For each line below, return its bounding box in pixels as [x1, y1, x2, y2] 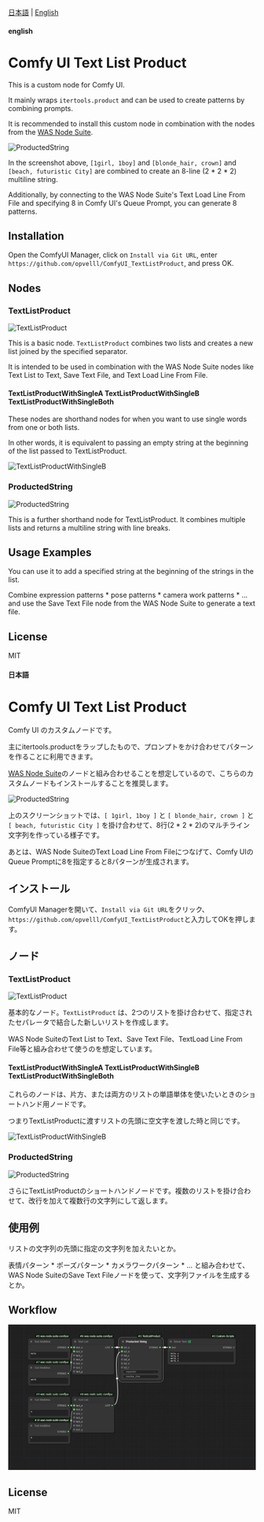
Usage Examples [8, 546, 92, 559]
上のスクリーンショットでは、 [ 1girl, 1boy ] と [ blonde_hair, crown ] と [8, 810, 255, 819]
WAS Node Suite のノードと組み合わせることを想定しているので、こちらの [8, 768, 247, 778]
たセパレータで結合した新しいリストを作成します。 [8, 1017, 173, 1028]
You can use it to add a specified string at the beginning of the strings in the [8, 567, 254, 576]
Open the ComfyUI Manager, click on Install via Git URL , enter [8, 250, 218, 259]
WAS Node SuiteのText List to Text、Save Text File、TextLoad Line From [8, 1035, 244, 1044]
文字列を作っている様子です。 [8, 830, 104, 839]
